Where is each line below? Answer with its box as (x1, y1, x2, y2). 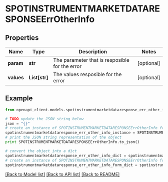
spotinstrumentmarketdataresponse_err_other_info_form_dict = (5, 163, 137, 168)
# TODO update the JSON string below (5, 116, 84, 121)
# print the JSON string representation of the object (5, 135, 122, 140)
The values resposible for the (53, 71, 122, 78)
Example (5, 94, 33, 103)
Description (78, 48, 107, 55)
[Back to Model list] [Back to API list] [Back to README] (5, 172, 120, 178)
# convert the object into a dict (5, 148, 77, 154)
